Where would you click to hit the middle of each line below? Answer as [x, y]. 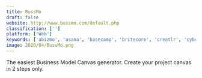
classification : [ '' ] [33, 28]
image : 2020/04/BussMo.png [40, 46]
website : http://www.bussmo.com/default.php [63, 23]
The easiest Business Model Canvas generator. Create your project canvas [99, 62]
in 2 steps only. [25, 68]
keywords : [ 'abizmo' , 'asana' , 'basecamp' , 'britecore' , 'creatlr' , [94, 40]
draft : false [23, 17]
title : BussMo [24, 12]
